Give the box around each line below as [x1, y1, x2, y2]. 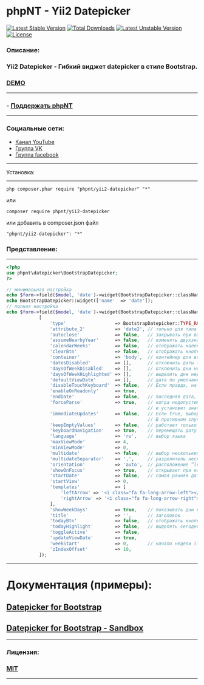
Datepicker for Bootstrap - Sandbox [6, 622, 144, 633]
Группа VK [15, 145, 42, 152]
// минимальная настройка [6, 287, 72, 293]
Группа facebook [15, 151, 59, 158]
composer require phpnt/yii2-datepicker [6, 208, 110, 214]
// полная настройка [6, 304, 59, 310]
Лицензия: [6, 648, 39, 656]
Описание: [6, 46, 40, 54]
